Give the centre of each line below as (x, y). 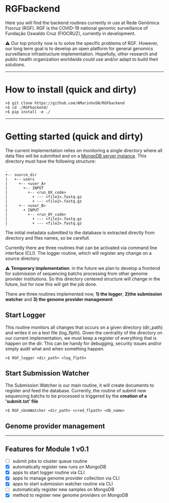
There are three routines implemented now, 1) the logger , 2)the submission (84, 294)
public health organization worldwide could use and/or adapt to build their (82, 59)
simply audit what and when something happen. (55, 348)
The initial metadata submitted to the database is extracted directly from (80, 233)
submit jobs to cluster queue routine (50, 461)
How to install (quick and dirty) (71, 90)
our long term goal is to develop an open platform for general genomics (79, 48)
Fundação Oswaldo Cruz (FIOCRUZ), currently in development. (70, 33)
